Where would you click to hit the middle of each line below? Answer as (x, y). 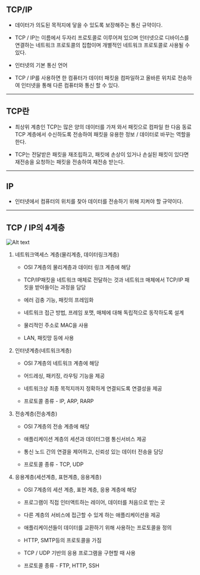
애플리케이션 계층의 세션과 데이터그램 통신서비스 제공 (85, 439)
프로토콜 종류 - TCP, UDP (54, 464)
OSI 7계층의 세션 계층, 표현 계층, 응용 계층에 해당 (80, 490)
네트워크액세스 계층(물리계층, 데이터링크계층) (67, 255)
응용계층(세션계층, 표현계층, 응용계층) (58, 477)
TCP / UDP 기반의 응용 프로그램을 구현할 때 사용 (79, 553)
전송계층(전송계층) (36, 414)
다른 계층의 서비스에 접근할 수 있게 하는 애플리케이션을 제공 (92, 515)
